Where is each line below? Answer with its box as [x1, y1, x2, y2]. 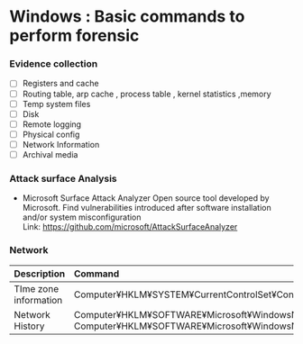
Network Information [22, 139, 100, 149]
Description [14, 267, 66, 280]
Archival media [22, 149, 78, 159]
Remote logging [22, 119, 82, 130]
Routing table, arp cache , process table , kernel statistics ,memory [22, 88, 272, 99]
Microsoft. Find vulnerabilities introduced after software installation [22, 203, 272, 213]
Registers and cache [22, 78, 99, 89]
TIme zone [14, 282, 60, 294]
